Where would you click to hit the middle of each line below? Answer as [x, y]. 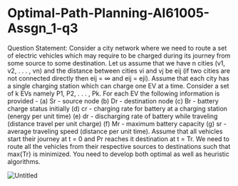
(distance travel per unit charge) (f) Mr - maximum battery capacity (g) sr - [117, 123]
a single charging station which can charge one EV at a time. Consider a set [118, 86]
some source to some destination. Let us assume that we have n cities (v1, [117, 63]
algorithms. [24, 161]
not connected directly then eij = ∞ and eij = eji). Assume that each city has [118, 78]
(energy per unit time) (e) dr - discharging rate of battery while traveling [113, 116]
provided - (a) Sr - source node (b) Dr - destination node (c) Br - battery [113, 100]
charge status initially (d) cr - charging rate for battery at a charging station [118, 108]
